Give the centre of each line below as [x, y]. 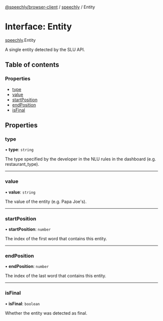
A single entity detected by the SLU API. [45, 49]
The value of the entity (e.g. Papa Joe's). [46, 201]
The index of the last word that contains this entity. [56, 276]
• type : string [19, 150]
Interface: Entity [38, 27]
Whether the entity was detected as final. [46, 313]
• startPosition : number [28, 229]
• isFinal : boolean [23, 303]
